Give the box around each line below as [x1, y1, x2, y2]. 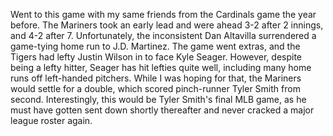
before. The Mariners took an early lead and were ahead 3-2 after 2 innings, [10, 19, 324, 31]
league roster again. [10, 115, 93, 126]
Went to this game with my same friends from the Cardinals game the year [10, 9, 317, 20]
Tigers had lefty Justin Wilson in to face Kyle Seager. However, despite [10, 51, 303, 63]
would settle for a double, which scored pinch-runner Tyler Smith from [10, 83, 301, 94]
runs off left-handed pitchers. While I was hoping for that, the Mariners [10, 72, 302, 84]
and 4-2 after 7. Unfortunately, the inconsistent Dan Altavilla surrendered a [10, 30, 317, 41]
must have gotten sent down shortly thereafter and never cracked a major [10, 104, 315, 116]
